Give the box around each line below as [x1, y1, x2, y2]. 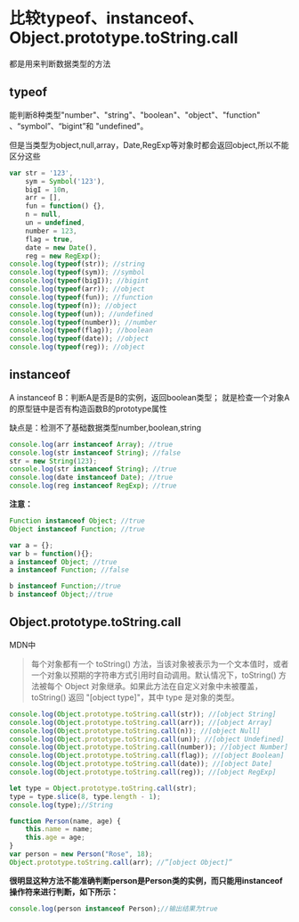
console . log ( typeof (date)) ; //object [9, 334, 149, 343]
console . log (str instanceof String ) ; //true [9, 465, 177, 473]
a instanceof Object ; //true [9, 557, 117, 566]
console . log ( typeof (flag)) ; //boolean [9, 326, 153, 335]
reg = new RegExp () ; [25, 251, 101, 260]
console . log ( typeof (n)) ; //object [9, 300, 138, 310]
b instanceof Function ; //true [9, 581, 122, 591]
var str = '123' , [9, 169, 74, 177]
